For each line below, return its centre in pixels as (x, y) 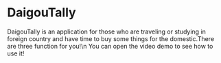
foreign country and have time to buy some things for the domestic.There (111, 38)
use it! (16, 53)
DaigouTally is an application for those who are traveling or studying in (106, 32)
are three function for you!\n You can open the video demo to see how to (110, 46)
